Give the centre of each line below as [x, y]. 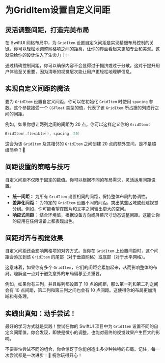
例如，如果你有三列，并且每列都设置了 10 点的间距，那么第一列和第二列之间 [82, 284]
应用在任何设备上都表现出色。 [47, 221]
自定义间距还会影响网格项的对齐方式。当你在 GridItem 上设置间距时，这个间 [82, 251]
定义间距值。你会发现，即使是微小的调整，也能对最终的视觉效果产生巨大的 [80, 332]
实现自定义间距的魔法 [37, 89]
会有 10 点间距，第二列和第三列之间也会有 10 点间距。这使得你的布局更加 [79, 290]
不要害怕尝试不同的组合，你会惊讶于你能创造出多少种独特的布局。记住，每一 [82, 349]
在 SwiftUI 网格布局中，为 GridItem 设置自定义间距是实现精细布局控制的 [77, 43]
